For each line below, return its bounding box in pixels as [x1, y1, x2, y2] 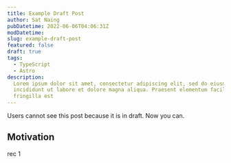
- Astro [13, 67, 36, 74]
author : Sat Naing [7, 16, 60, 23]
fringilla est [13, 93, 54, 100]
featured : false [7, 42, 54, 49]
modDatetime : [7, 29, 45, 36]
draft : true [7, 49, 41, 55]
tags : [7, 55, 23, 62]
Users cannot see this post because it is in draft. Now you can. [7, 112, 185, 120]
